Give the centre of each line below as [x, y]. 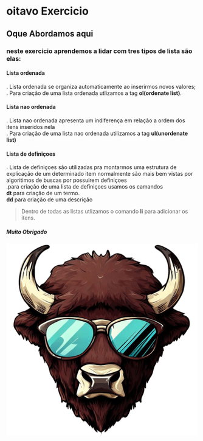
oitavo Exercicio [48, 11]
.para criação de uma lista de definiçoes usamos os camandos [84, 187]
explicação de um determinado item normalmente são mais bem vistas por [100, 174]
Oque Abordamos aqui [50, 34]
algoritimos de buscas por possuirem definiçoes [67, 180]
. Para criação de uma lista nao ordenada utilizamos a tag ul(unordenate [97, 133]
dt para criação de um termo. [43, 193]
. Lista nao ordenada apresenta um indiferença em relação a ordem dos [96, 120]
